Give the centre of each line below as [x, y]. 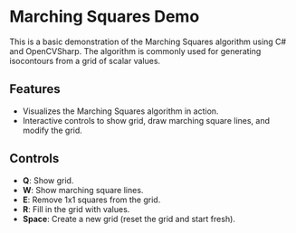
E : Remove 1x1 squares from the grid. [91, 200]
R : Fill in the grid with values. [76, 209]
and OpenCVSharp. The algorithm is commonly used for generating [135, 51]
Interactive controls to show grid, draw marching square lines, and [146, 120]
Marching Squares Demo [105, 17]
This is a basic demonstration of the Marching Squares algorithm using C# [148, 42]
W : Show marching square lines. [83, 190]
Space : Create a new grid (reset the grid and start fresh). [129, 219]
